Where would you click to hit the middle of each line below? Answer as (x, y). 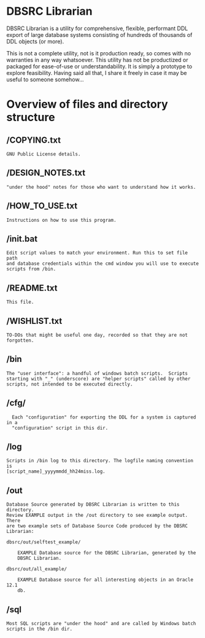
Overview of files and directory (87, 104)
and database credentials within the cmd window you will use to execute (103, 264)
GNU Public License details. (44, 154)
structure (31, 117)
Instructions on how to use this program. (61, 220)
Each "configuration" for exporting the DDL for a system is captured (104, 417)
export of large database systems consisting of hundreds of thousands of (99, 34)
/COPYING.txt (34, 140)
